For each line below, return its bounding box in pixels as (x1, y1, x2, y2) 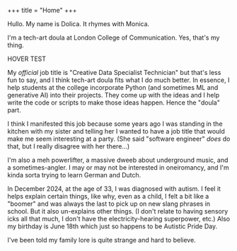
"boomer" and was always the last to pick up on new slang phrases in (7, 199, 211, 208)
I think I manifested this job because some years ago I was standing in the (7, 119, 223, 128)
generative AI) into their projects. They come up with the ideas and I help (7, 91, 220, 99)
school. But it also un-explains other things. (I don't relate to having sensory (7, 207, 229, 215)
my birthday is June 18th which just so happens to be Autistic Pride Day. (7, 222, 218, 230)
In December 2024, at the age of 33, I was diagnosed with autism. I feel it (7, 185, 221, 193)
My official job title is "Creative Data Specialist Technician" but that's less (7, 69, 221, 76)
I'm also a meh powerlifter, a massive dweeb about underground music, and (7, 156, 229, 164)
